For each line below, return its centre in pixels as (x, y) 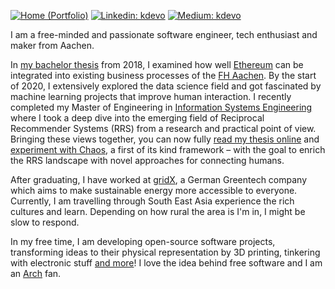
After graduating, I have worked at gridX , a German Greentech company (159, 179)
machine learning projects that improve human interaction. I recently (151, 96)
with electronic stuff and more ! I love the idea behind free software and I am (166, 263)
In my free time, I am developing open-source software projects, (143, 241)
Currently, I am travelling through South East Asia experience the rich (152, 201)
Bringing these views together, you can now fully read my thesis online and (165, 139)
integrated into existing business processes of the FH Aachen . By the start (163, 75)
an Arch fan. (36, 273)
